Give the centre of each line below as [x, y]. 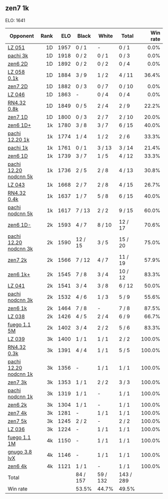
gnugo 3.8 [20, 452]
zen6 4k [17, 466]
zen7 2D [18, 86]
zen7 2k [17, 260]
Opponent [21, 36]
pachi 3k [18, 56]
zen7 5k [17, 421]
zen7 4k [17, 413]
